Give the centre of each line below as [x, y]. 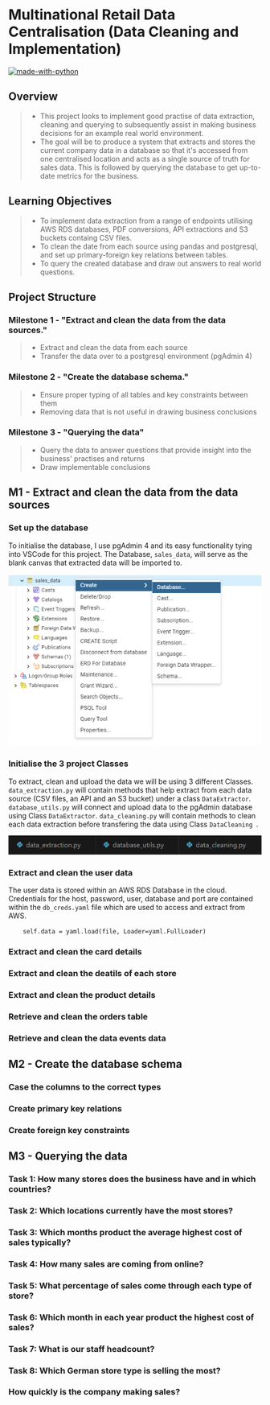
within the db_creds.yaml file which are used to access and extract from [127, 907]
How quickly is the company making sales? [94, 1392]
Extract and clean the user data [71, 872]
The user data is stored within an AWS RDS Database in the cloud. [118, 890]
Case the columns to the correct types [85, 1086]
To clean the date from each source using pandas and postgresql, [149, 246]
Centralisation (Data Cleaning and [124, 32]
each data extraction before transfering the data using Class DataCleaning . [133, 824]
